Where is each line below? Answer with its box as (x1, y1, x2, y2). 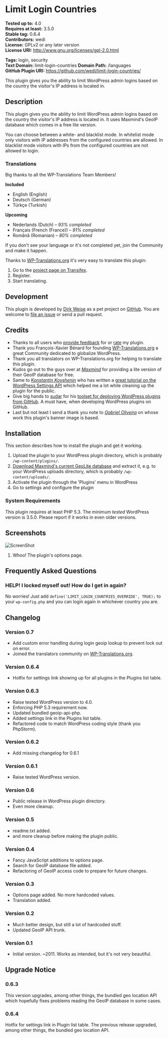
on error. (12, 645, 31, 651)
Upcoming (5, 212, 28, 218)
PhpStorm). (12, 726, 37, 732)
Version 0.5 (5, 816, 34, 823)
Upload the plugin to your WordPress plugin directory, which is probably (12, 453, 162, 459)
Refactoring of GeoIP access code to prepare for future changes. (12, 868, 147, 874)
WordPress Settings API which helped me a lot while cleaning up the (12, 382, 154, 388)
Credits (5, 326, 29, 335)
